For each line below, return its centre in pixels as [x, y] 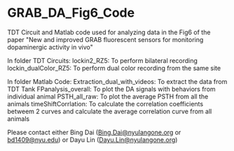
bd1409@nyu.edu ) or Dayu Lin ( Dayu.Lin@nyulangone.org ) [92, 139]
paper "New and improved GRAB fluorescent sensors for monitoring [105, 39]
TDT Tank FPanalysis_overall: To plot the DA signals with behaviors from [111, 89]
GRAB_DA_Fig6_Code [71, 13]
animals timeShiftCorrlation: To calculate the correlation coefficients [105, 103]
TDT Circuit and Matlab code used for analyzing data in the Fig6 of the [109, 32]
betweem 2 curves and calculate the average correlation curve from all [110, 111]
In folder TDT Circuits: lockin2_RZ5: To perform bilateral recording [102, 60]
